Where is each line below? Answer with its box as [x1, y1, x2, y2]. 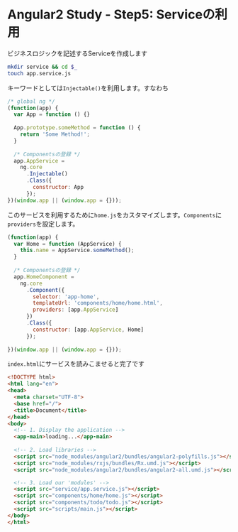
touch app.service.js [7, 70, 72, 77]
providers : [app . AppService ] [33, 306, 119, 313]
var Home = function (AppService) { [13, 240, 122, 247]
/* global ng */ [7, 97, 55, 105]
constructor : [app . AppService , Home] [33, 326, 144, 333]
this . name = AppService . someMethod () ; [20, 246, 135, 254]
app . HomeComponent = [13, 273, 74, 281]
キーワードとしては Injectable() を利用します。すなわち [7, 83, 169, 92]
